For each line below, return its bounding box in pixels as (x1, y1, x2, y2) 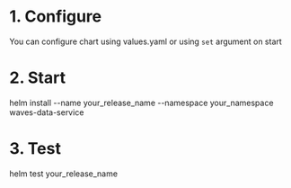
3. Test (9, 139, 61, 159)
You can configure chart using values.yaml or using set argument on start (9, 36, 283, 47)
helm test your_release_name (9, 168, 119, 179)
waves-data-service (9, 106, 84, 118)
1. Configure (9, 6, 101, 27)
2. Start (9, 67, 66, 88)
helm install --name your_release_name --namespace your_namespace (9, 97, 274, 108)
